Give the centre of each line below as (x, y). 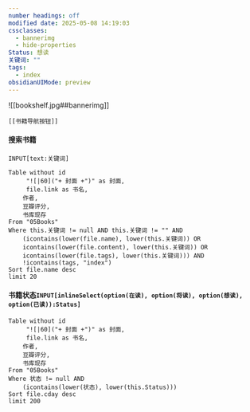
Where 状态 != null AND (47, 379)
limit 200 (25, 401)
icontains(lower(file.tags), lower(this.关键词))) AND (113, 256)
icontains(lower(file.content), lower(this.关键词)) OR (115, 247)
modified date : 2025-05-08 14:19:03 (69, 23)
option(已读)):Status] (45, 305)
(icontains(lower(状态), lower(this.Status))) (100, 387)
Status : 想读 (29, 53)
